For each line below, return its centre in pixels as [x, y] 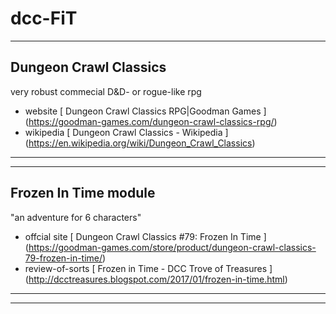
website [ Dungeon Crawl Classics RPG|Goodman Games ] [145, 111]
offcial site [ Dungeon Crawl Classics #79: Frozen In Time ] [145, 236]
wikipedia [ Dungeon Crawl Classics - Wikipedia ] [126, 132]
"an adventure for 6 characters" [76, 217]
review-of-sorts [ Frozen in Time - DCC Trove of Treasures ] [148, 268]
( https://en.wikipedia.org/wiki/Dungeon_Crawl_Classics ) [140, 143]
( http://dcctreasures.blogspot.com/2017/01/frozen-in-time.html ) [156, 279]
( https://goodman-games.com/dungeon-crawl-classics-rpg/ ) [151, 121]
